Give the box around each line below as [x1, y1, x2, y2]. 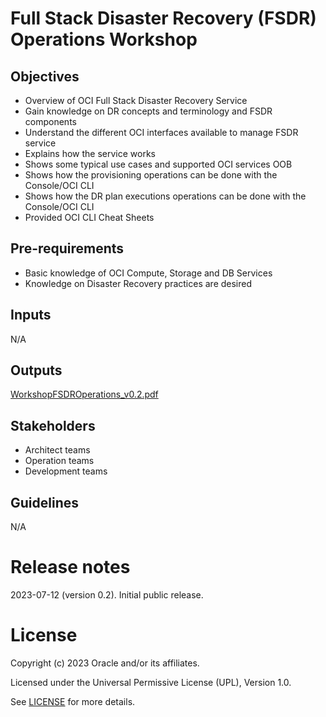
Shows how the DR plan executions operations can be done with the [24, 190, 307, 202]
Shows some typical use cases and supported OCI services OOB [24, 158, 293, 170]
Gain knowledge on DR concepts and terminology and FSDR [24, 105, 273, 117]
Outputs [10, 362, 63, 379]
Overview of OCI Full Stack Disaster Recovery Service [24, 95, 248, 106]
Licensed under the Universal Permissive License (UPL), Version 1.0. [10, 676, 292, 688]
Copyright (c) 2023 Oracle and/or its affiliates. [10, 657, 200, 669]
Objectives [10, 68, 80, 85]
